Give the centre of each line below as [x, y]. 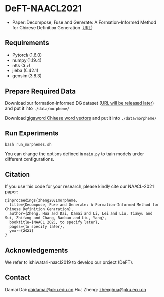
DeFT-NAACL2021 [43, 9]
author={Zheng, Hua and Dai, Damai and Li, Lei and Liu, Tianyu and [81, 214]
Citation [18, 175]
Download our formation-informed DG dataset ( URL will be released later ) [80, 103]
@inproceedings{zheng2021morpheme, [41, 201]
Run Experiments [32, 133]
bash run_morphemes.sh [28, 145]
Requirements [27, 43]
